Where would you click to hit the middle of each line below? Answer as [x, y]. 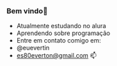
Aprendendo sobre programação [63, 33]
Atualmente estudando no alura [61, 26]
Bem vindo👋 [27, 11]
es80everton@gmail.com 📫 [56, 56]
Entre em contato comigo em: [58, 41]
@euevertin [33, 48]
